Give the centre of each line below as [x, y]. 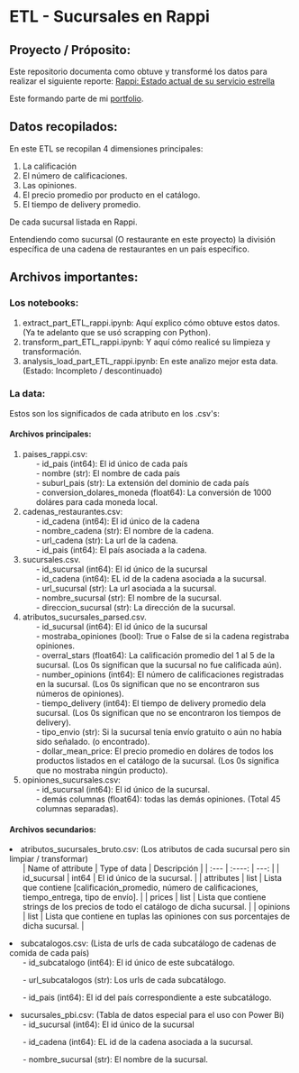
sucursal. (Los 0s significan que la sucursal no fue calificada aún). [159, 665]
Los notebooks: [44, 303]
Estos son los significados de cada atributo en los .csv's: [115, 413]
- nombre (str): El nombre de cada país [108, 473]
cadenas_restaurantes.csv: [72, 512]
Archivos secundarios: [53, 829]
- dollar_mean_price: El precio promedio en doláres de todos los [154, 751]
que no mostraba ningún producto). [102, 770]
